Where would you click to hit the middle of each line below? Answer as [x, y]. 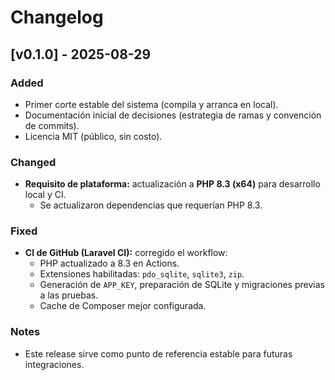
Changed [33, 162]
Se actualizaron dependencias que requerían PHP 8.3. [151, 205]
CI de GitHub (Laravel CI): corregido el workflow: [126, 253]
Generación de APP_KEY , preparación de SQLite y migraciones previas [182, 285]
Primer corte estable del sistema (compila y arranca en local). [151, 104]
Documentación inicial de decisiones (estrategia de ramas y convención [173, 115]
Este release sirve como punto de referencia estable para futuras [158, 353]
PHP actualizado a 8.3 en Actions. [109, 263]
